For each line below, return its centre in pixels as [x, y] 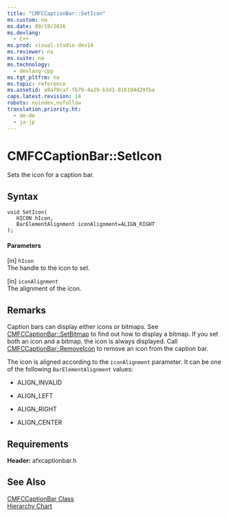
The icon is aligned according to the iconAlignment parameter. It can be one [114, 362]
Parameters [24, 245]
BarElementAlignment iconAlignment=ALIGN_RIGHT [85, 225]
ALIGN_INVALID [39, 382]
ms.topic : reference [37, 84]
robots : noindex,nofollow [44, 103]
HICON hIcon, [35, 218]
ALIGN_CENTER [39, 422]
